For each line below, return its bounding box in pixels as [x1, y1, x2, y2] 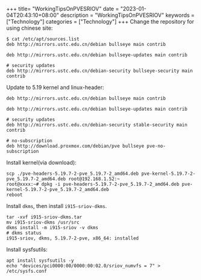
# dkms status [6, 230, 42, 236]
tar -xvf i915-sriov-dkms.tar [6, 214, 83, 220]
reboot [6, 192, 23, 198]
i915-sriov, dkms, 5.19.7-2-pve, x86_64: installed [6, 235, 139, 241]
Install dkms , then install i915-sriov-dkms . [6, 203, 107, 209]
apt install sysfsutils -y [6, 258, 74, 264]
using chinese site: [6, 24, 53, 31]
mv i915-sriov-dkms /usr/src [6, 220, 80, 226]
